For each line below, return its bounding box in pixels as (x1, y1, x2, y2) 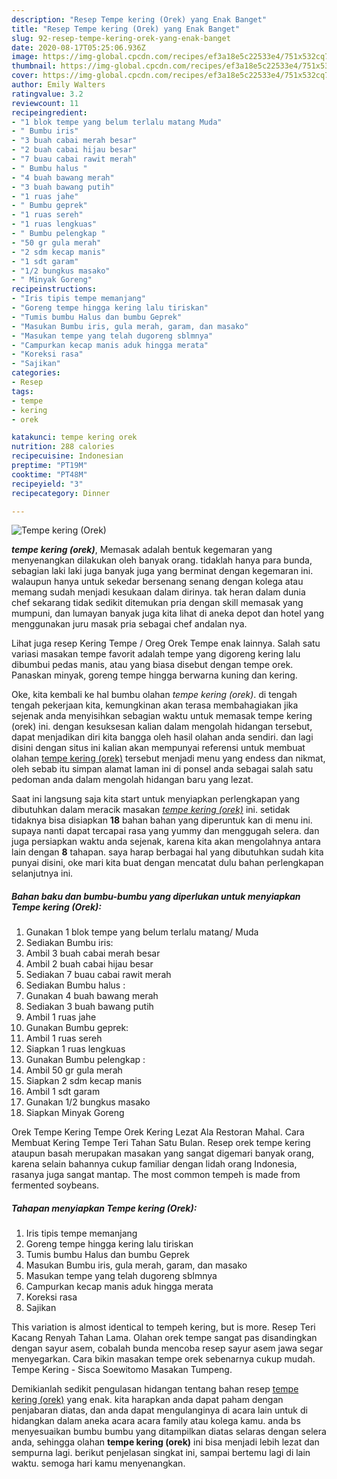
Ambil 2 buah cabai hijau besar (25, 958, 154, 970)
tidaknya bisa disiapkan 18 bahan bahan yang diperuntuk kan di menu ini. (11, 814, 313, 826)
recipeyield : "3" (11, 479, 84, 489)
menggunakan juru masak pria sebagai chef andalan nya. (11, 618, 248, 630)
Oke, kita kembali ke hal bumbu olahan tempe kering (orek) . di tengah (11, 689, 298, 701)
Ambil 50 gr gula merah (25, 1064, 123, 1076)
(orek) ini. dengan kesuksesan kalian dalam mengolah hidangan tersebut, (11, 721, 313, 733)
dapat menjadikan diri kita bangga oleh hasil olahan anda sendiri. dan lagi (11, 731, 314, 743)
